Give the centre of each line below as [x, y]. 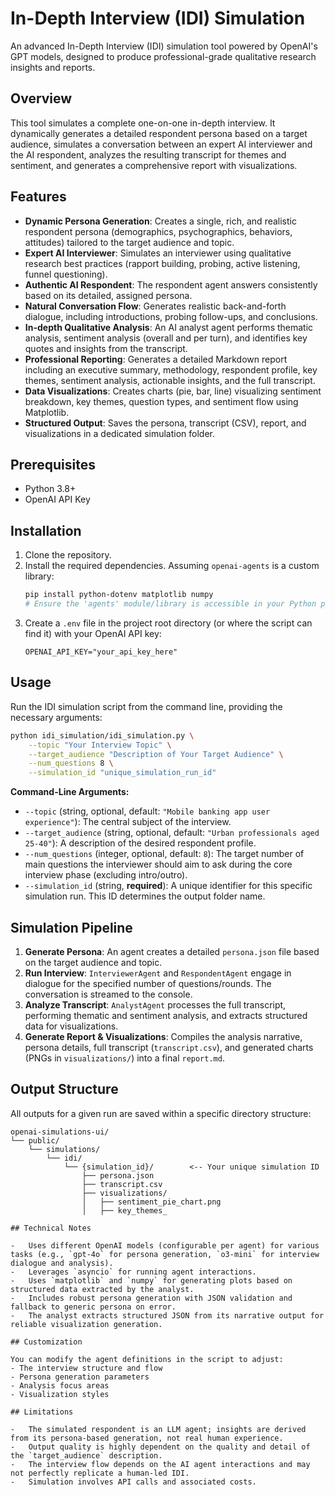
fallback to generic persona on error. [93, 1307]
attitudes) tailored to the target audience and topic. [129, 242]
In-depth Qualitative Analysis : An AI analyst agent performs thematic [169, 327]
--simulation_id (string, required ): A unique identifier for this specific [168, 886]
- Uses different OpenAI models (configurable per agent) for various [165, 1245]
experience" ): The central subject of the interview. [128, 822]
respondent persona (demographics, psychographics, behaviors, [158, 231]
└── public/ [35, 1140]
